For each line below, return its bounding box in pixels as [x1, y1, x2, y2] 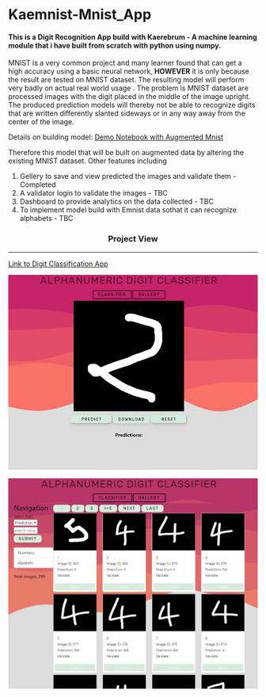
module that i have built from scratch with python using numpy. [8, 40, 222, 50]
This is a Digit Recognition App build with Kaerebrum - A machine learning [8, 32, 257, 41]
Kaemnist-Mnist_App [8, 6, 152, 24]
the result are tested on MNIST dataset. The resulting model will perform [8, 75, 245, 85]
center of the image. [8, 117, 75, 127]
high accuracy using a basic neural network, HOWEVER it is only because [8, 67, 249, 76]
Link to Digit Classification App [8, 259, 108, 269]
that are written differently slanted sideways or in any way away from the [8, 109, 245, 118]
